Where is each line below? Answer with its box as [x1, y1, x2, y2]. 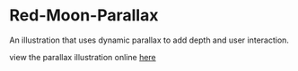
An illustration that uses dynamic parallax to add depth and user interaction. [9, 35, 290, 45]
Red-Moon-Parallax [9, 5, 159, 26]
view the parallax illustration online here [9, 51, 157, 62]
